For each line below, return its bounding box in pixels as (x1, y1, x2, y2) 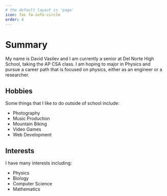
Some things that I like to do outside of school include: (5, 100, 120, 106)
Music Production (12, 116, 50, 122)
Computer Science (12, 180, 53, 186)
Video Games (12, 126, 42, 132)
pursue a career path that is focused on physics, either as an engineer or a (5, 67, 162, 73)
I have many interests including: (5, 160, 73, 166)
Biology (12, 175, 29, 181)
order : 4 (5, 17, 24, 22)
